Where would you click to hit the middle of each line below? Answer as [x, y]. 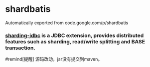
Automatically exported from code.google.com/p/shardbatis [67, 23]
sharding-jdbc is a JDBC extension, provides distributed [75, 35]
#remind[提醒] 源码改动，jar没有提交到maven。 [54, 59]
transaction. [20, 48]
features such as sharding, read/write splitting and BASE [75, 41]
